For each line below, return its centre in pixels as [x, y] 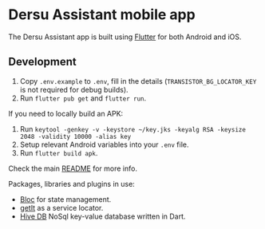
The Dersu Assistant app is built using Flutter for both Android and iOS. [125, 37]
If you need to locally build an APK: [66, 113]
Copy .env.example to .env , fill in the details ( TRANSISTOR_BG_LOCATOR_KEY [138, 81]
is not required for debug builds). [74, 89]
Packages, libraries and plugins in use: [72, 184]
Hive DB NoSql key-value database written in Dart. [103, 216]
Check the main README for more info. [73, 168]
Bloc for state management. [65, 199]
